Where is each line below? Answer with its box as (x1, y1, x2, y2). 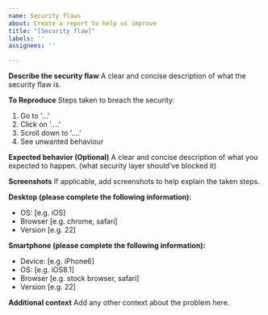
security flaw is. (8, 80, 61, 90)
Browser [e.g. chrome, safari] (19, 216, 119, 226)
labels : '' (8, 34, 45, 43)
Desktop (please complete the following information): (8, 192, 192, 202)
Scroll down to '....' (19, 128, 82, 138)
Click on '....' (19, 120, 61, 129)
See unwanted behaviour (19, 136, 104, 146)
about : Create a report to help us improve (8, 19, 157, 27)
